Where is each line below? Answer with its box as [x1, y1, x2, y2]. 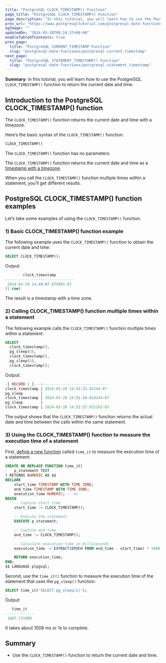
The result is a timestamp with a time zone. [5, 295, 93, 301]
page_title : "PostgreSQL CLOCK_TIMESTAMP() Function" [5, 12, 119, 17]
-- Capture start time [14, 501, 61, 506]
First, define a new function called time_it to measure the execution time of [5, 449, 160, 455]
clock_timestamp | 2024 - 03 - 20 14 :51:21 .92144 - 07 [5, 386, 107, 391]
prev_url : [5, 21, 26, 26]
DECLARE [5, 477, 21, 483]
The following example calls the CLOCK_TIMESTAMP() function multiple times [5, 325, 156, 331]
